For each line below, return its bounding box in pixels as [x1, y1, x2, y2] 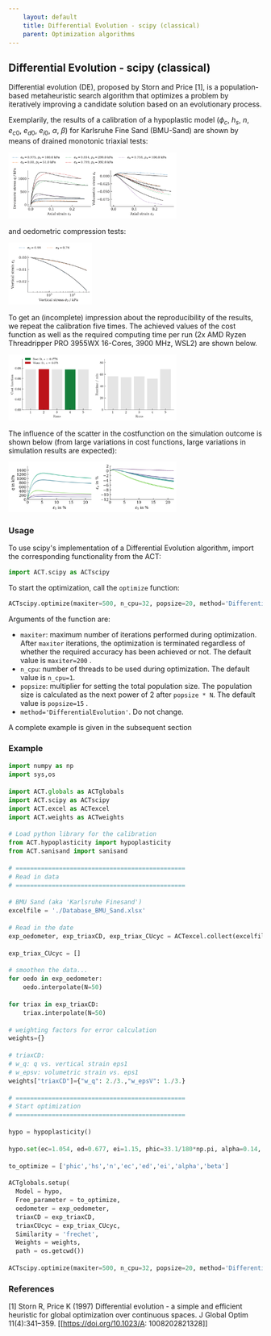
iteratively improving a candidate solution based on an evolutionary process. [8, 99, 262, 109]
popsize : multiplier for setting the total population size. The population [19, 682, 252, 691]
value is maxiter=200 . [19, 656, 92, 666]
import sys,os [8, 770, 56, 779]
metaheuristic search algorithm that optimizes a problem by [31, 91, 229, 101]
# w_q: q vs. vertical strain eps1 [8, 1060, 128, 1068]
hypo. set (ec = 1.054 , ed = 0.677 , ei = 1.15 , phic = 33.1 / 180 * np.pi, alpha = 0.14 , [8, 1145, 262, 1153]
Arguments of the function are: [8, 614, 110, 624]
